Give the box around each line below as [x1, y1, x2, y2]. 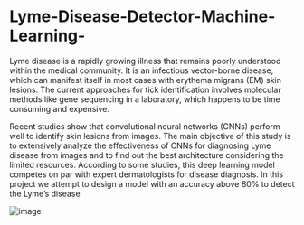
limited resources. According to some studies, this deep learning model [9, 159, 276, 170]
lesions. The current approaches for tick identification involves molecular [9, 84, 282, 95]
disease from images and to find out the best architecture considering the [9, 149, 284, 160]
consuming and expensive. [9, 103, 110, 114]
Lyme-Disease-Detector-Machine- [9, 6, 276, 27]
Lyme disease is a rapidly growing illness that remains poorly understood [9, 55, 281, 66]
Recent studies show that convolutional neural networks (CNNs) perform [9, 120, 280, 132]
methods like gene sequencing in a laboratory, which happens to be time [9, 93, 280, 105]
